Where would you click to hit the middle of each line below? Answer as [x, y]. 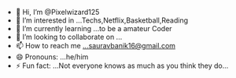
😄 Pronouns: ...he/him [52, 57]
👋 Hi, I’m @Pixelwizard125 [57, 12]
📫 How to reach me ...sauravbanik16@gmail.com [95, 46]
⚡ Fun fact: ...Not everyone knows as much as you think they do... [122, 66]
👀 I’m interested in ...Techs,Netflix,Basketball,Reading [102, 20]
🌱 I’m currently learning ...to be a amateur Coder [94, 28]
